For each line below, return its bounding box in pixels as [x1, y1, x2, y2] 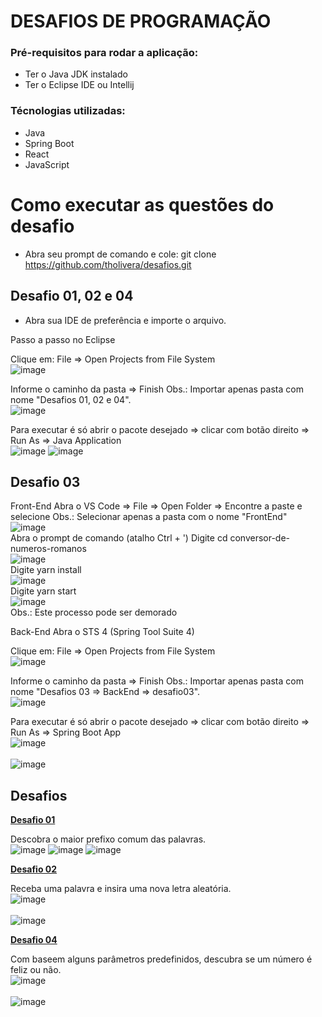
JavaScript [24, 158, 70, 170]
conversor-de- [229, 532, 291, 544]
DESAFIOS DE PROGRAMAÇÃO [10, 10, 272, 33]
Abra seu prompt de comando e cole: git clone [24, 248, 217, 260]
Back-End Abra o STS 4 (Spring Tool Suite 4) [10, 626, 195, 638]
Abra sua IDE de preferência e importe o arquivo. [24, 314, 227, 326]
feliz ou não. [10, 964, 62, 976]
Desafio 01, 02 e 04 [10, 288, 134, 305]
